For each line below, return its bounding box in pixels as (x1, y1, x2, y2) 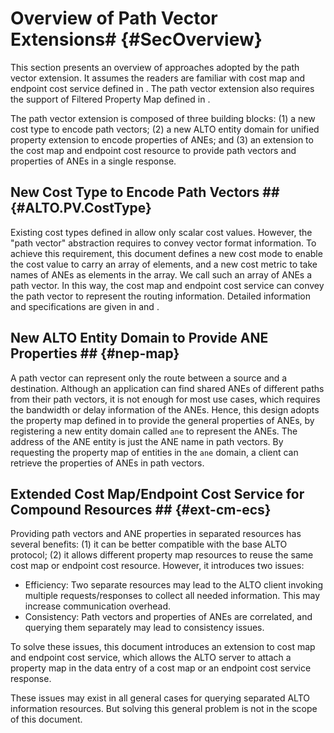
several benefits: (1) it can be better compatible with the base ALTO (10, 538, 288, 551)
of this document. (10, 713, 83, 726)
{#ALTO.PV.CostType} (10, 200, 152, 217)
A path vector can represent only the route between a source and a (10, 372, 288, 384)
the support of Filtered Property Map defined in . (10, 93, 211, 105)
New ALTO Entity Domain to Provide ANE (10, 330, 269, 347)
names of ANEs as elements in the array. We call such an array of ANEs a (10, 268, 313, 281)
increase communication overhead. (24, 600, 171, 612)
